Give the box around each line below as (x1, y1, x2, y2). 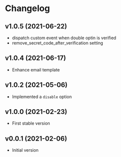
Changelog (5, 3, 50, 14)
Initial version (12, 147, 39, 153)
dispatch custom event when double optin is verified (12, 35, 117, 41)
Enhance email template (12, 67, 60, 72)
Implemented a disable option (12, 94, 72, 100)
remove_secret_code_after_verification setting (12, 40, 104, 46)
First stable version (12, 120, 51, 126)
